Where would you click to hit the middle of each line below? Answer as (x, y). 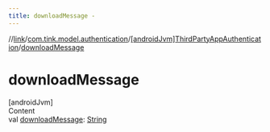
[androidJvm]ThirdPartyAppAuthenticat (196, 39)
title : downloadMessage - (52, 16)
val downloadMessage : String (58, 119)
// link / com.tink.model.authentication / (70, 39)
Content (22, 110)
